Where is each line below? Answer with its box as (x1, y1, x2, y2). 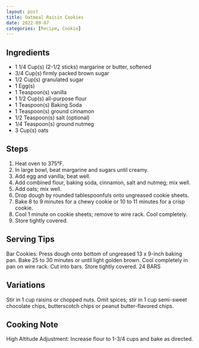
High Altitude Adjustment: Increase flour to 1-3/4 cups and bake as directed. (6, 335, 194, 343)
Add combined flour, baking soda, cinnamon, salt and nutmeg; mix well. (14, 178, 191, 186)
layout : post (6, 8, 39, 15)
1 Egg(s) (14, 82, 35, 90)
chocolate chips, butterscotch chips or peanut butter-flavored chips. (6, 302, 174, 309)
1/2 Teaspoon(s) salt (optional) (14, 114, 90, 121)
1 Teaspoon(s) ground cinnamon (14, 108, 94, 115)
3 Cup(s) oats (14, 127, 49, 134)
